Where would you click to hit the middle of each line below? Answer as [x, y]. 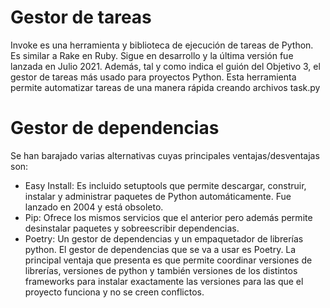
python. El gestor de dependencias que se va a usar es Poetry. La [160, 249]
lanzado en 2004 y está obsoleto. [94, 207]
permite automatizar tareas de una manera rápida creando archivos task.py [165, 87]
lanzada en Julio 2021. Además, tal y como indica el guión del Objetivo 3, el [165, 66]
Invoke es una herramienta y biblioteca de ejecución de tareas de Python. [162, 45]
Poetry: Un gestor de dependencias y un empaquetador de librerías [164, 238]
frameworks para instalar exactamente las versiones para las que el [164, 281]
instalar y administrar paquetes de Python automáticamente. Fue [158, 196]
